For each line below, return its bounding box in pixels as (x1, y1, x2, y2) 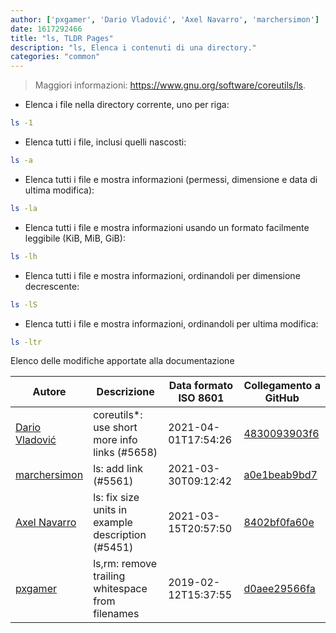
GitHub (264, 391, 300, 405)
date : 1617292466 (10, 24, 83, 34)
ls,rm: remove (93, 557, 158, 571)
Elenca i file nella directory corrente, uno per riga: (24, 99, 230, 111)
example (93, 516, 133, 530)
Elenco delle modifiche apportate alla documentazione (10, 355, 235, 367)
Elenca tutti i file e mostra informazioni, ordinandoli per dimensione (24, 269, 301, 281)
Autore (32, 385, 67, 399)
